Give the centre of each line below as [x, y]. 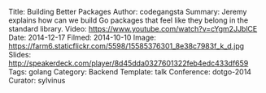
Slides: [20, 55]
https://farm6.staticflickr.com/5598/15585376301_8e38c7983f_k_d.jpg [126, 46]
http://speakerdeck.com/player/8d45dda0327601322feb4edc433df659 [129, 63]
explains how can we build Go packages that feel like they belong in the [129, 20]
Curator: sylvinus [37, 80]
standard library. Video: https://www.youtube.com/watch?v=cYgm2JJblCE [133, 29]
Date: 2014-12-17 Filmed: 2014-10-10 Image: [82, 37]
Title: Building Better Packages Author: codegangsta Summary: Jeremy [128, 12]
